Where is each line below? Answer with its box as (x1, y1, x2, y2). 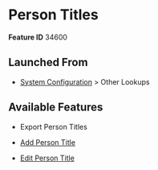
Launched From (8, 56, 88, 69)
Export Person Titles (19, 122, 88, 131)
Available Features (8, 101, 103, 114)
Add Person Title (19, 137, 76, 147)
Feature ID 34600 (8, 32, 68, 42)
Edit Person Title (19, 153, 75, 163)
